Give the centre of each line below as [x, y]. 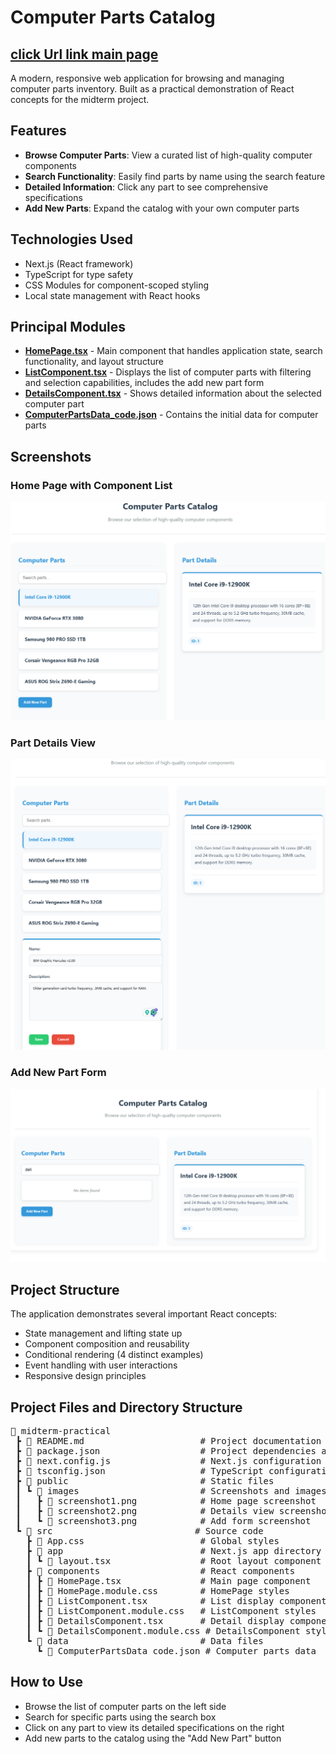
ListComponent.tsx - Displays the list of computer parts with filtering [168, 372]
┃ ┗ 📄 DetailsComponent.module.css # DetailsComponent [163, 1631]
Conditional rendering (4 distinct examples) [114, 1355]
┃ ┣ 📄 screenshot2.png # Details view [145, 1511]
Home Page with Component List [91, 485]
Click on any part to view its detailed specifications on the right [154, 1727]
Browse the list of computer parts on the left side [125, 1706]
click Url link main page [84, 54]
